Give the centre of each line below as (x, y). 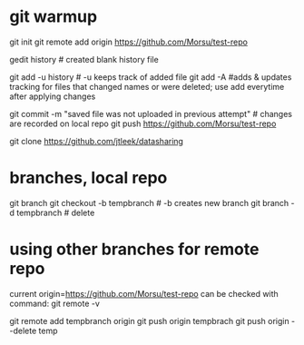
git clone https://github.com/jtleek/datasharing (97, 141)
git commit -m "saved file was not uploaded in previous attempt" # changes (151, 113)
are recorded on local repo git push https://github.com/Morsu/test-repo (143, 123)
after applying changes (53, 96)
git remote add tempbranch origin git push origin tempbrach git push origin (149, 320)
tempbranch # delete (56, 212)
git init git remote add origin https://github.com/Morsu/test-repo (128, 42)
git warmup (54, 17)
